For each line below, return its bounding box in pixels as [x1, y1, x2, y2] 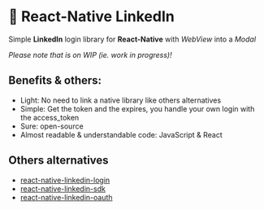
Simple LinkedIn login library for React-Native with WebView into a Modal [8, 34, 257, 44]
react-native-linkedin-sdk [19, 183, 106, 194]
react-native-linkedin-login [19, 175, 110, 185]
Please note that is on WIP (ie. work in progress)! [8, 50, 172, 59]
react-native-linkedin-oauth [19, 192, 113, 202]
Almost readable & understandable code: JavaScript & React [19, 129, 223, 139]
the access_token [19, 112, 80, 122]
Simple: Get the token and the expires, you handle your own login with [19, 103, 255, 113]
